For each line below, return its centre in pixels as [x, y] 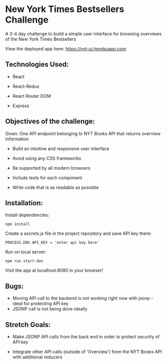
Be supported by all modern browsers [51, 168]
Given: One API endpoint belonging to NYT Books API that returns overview [83, 133]
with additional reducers [37, 357]
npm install [17, 224]
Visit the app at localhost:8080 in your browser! [54, 270]
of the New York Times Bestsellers [41, 39]
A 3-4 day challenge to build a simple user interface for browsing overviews [83, 34]
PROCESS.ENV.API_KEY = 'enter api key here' [52, 243]
